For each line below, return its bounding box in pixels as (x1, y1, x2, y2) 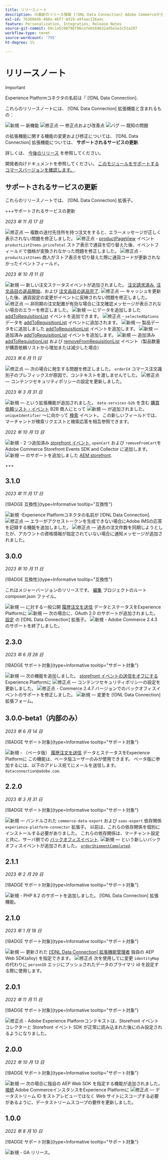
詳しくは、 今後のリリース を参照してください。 (5, 150, 104, 156)
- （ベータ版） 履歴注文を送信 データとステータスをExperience (19, 749, 150, 755)
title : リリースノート (5, 7, 47, 13)
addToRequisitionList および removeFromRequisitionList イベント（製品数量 (5, 338, 160, 344)
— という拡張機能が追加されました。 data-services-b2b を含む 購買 (19, 400, 160, 406)
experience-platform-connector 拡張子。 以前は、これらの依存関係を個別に (5, 824, 160, 830)
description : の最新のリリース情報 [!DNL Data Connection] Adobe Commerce (5, 12, 156, 17)
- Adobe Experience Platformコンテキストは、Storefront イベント (24, 1018, 159, 1024)
